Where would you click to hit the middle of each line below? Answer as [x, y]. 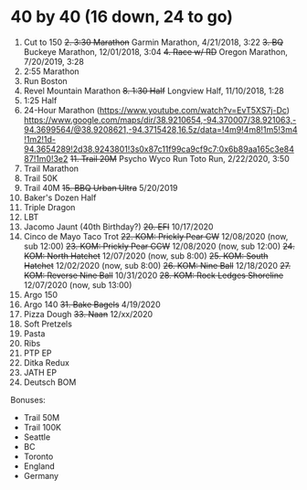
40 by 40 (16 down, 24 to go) [122, 17]
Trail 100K [42, 427]
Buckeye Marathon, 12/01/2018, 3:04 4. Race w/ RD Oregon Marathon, [156, 51]
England [39, 466]
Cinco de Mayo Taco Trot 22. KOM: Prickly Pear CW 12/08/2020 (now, [156, 236]
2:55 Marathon [52, 71]
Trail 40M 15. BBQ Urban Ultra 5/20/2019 [101, 187]
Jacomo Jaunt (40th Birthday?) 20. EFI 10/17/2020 [118, 227]
